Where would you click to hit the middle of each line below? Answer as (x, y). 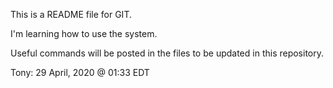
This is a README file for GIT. (71, 14)
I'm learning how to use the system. (84, 33)
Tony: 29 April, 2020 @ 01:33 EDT (80, 72)
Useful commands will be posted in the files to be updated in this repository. (167, 53)
